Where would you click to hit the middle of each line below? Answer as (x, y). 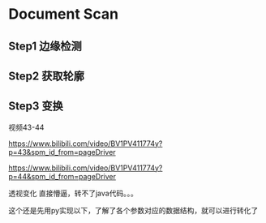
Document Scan (64, 14)
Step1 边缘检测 (45, 46)
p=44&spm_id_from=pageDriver (62, 176)
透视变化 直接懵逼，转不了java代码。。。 (73, 193)
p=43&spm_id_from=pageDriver (62, 152)
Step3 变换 (36, 106)
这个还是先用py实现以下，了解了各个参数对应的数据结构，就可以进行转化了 (133, 210)
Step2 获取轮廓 (47, 76)
